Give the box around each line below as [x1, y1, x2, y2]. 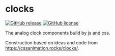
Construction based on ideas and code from [5, 39, 98, 46]
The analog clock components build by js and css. [5, 30, 110, 36]
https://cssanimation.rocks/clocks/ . [5, 45, 79, 51]
